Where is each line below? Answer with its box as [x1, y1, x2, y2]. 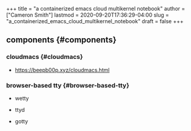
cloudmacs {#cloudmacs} [6, 53, 84, 61]
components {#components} [6, 35, 117, 45]
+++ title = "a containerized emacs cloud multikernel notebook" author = [6, 5, 185, 12]
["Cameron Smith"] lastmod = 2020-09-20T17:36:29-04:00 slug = [6, 11, 170, 18]
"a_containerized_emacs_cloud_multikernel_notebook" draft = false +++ [6, 18, 184, 24]
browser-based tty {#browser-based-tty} [6, 81, 130, 89]
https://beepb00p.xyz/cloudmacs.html [14, 66, 110, 73]
